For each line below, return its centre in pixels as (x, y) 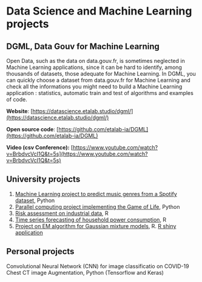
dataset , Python (35, 200)
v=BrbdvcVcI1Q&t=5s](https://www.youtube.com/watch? (77, 154)
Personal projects (40, 251)
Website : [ (20, 111)
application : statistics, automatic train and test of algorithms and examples (100, 93)
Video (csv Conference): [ (40, 147)
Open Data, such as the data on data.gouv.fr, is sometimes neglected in (96, 61)
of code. (17, 99)
